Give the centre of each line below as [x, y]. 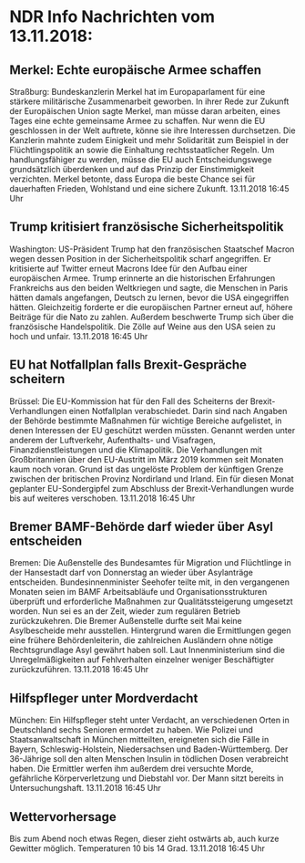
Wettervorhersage [63, 817]
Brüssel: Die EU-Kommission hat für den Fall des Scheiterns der [129, 401]
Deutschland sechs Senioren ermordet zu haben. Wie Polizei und [131, 730]
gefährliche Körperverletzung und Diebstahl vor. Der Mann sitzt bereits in [147, 778]
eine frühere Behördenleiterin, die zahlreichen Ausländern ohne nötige [142, 640]
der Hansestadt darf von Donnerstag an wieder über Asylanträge [131, 573]
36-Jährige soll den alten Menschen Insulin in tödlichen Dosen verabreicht [149, 759]
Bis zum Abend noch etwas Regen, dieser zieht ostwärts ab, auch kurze [144, 839]
